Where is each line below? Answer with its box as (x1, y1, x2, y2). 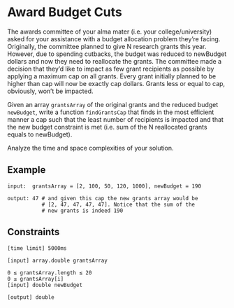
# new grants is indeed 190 (41, 207, 124, 214)
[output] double (7, 293, 54, 301)
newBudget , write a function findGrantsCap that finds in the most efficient (7, 108, 214, 116)
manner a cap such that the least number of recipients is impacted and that (7, 115, 224, 123)
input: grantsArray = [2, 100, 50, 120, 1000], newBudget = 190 (7, 183, 201, 190)
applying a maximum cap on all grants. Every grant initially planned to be (7, 71, 217, 80)
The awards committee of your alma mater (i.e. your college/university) (7, 27, 212, 36)
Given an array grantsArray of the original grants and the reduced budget (7, 100, 219, 108)
